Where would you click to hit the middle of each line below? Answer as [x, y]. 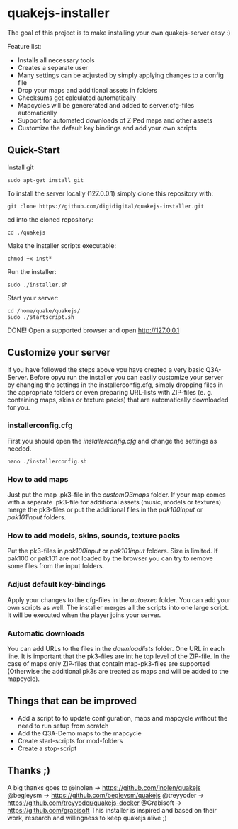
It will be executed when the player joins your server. [84, 615]
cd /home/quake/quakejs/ [44, 311]
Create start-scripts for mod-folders [70, 740]
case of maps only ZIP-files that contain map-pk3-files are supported [109, 664]
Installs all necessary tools [56, 60]
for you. [19, 407]
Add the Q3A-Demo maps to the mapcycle [79, 733]
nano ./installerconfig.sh [47, 461]
